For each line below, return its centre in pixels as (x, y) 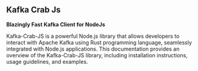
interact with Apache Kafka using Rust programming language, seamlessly (99, 42)
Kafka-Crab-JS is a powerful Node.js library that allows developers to (93, 36)
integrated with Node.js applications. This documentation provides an (93, 49)
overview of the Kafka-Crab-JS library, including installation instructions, (97, 55)
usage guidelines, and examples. (47, 61)
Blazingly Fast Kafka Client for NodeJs (56, 24)
